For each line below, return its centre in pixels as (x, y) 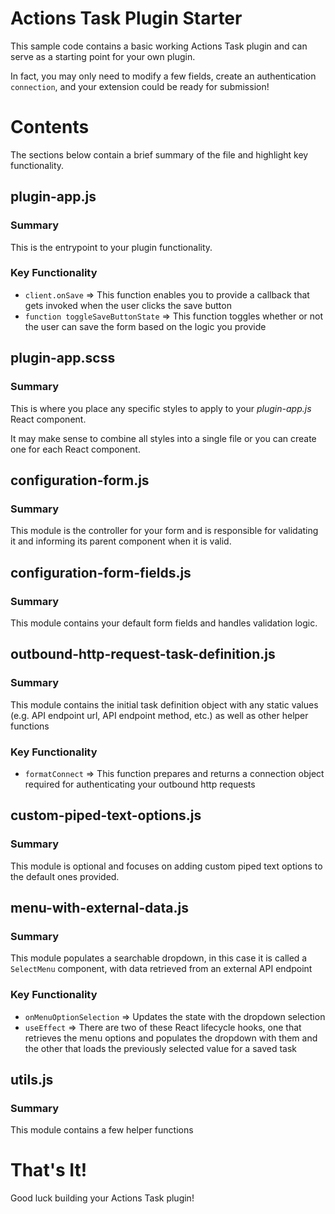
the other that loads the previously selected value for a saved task (161, 1048)
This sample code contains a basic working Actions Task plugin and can (159, 46)
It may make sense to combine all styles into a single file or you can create (163, 438)
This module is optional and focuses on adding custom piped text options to (166, 866)
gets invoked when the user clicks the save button (128, 305)
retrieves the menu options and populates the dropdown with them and (171, 1038)
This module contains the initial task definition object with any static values (164, 704)
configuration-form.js (80, 480)
